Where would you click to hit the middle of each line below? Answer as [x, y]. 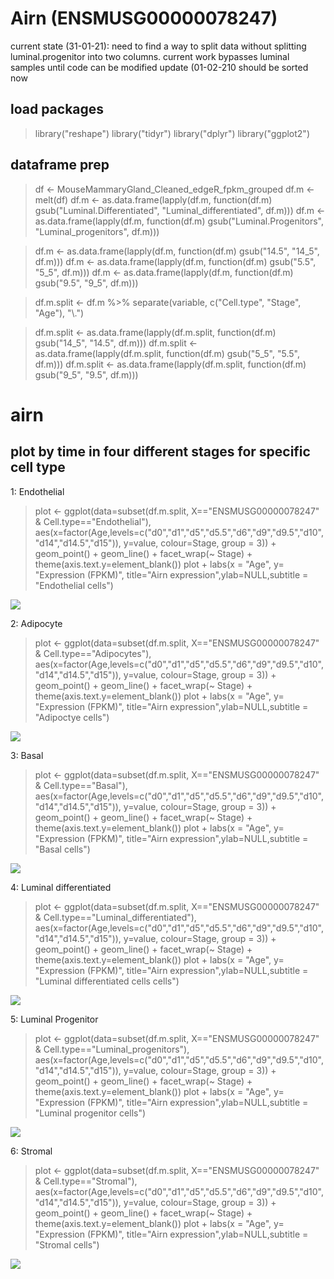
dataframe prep [60, 165]
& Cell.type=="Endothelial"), [93, 521]
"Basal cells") [62, 849]
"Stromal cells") [67, 1244]
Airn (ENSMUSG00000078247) [144, 18]
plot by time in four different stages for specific [160, 452]
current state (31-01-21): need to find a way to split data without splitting [158, 46]
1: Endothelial [37, 491]
